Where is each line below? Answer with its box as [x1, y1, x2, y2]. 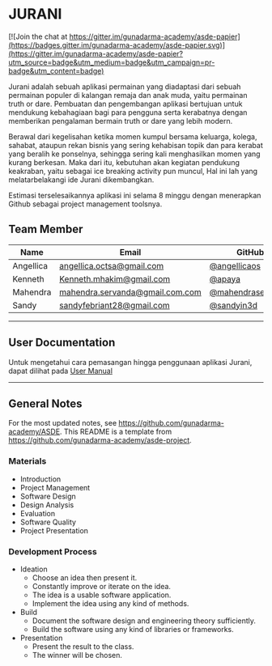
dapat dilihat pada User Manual [8, 366, 113, 375]
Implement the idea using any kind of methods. [32, 598, 189, 608]
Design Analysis [19, 499, 74, 510]
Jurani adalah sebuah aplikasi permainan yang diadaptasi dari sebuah [8, 82, 241, 91]
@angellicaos [209, 260, 261, 271]
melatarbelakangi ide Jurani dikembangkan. [8, 175, 155, 185]
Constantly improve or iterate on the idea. [32, 581, 172, 591]
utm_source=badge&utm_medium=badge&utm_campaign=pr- [8, 57, 215, 67]
